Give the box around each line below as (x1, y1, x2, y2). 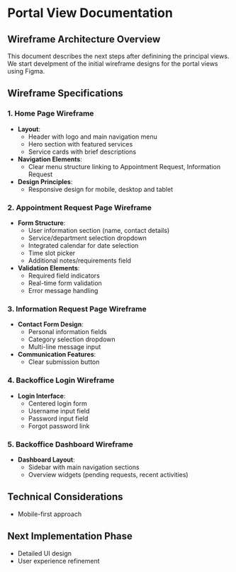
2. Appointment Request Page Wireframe (7, 202, 152, 212)
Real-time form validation (28, 278, 103, 287)
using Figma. (7, 67, 45, 75)
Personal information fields (28, 328, 108, 336)
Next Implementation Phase (7, 530, 133, 542)
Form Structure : (17, 218, 66, 227)
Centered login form (28, 399, 87, 408)
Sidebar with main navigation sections (28, 462, 140, 471)
